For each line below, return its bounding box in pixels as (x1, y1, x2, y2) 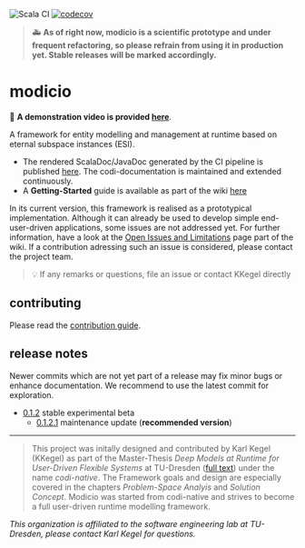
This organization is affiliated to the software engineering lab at (9, 518, 248, 529)
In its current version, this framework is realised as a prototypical (9, 203, 252, 214)
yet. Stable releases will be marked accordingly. (31, 50, 217, 60)
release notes (9, 346, 89, 362)
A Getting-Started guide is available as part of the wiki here (22, 184, 248, 195)
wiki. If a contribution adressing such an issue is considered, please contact (9, 241, 293, 252)
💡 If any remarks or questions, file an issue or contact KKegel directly (31, 268, 291, 279)
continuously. (22, 175, 74, 186)
